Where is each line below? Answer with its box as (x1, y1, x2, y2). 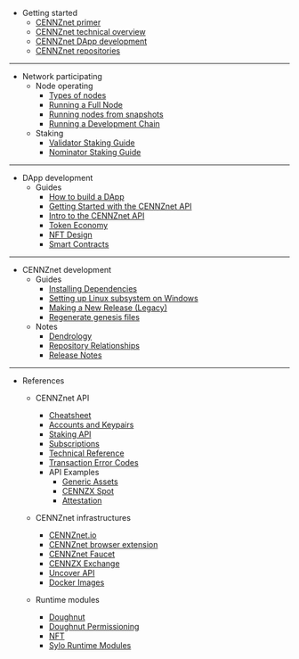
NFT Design (48, 229, 93, 240)
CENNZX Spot (61, 486, 114, 496)
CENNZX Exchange (48, 558, 120, 569)
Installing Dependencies (48, 284, 138, 293)
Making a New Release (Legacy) (48, 302, 167, 313)
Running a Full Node (48, 100, 123, 110)
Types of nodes (48, 90, 107, 101)
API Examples (48, 467, 100, 477)
